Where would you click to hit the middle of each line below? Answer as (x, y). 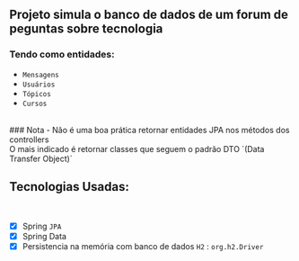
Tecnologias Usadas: (70, 187)
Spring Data (44, 236)
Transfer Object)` (41, 158)
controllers (29, 139)
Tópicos (36, 94)
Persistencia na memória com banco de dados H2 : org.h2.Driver (143, 246)
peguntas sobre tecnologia (86, 29)
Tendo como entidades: (62, 55)
